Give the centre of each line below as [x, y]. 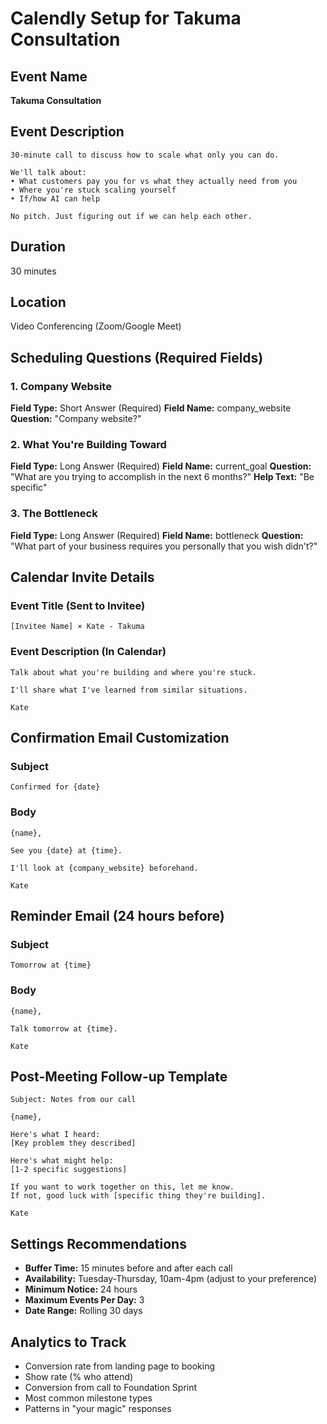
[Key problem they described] [73, 1143]
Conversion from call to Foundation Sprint [111, 1388]
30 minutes [33, 271]
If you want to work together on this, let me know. [122, 1187]
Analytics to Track [68, 1342]
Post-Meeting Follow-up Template [119, 1077]
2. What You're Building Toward [88, 445]
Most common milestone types [88, 1398]
